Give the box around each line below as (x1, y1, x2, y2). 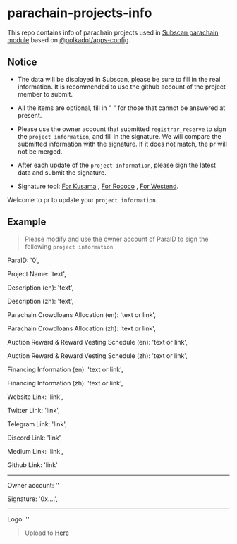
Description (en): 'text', (7, 283, 74, 292)
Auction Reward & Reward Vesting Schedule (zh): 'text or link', (7, 351, 188, 360)
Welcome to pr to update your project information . (7, 195, 158, 204)
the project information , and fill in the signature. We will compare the (17, 132, 221, 140)
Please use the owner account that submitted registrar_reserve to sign (17, 125, 226, 133)
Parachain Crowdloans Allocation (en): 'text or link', (7, 310, 157, 319)
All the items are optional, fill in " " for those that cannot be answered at (17, 104, 226, 112)
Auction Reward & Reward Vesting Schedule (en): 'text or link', (7, 338, 188, 346)
